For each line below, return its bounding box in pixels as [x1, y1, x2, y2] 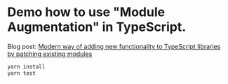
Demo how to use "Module [7, 4, 166, 20]
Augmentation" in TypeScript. [7, 19, 187, 35]
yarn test [7, 69, 36, 77]
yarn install [7, 63, 46, 70]
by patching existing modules [7, 50, 93, 58]
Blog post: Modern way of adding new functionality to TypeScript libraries [7, 42, 221, 50]
